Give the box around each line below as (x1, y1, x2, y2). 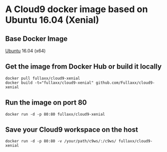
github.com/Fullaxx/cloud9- (96, 80, 155, 85)
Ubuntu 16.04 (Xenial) (5, 14, 100, 26)
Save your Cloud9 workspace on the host (5, 125, 138, 134)
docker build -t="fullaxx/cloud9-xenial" (5, 80, 94, 85)
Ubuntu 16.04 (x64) (5, 48, 46, 54)
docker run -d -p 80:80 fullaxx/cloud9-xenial (5, 112, 105, 117)
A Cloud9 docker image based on (5, 4, 148, 15)
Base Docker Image (5, 34, 68, 43)
